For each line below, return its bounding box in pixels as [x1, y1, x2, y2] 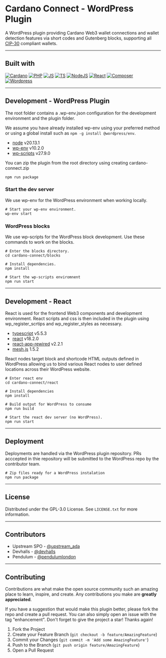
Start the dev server [5, 186, 54, 193]
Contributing [5, 573, 45, 581]
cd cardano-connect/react [5, 380, 58, 385]
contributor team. [5, 461, 41, 467]
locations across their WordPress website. [5, 366, 91, 372]
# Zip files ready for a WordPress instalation [5, 470, 105, 475]
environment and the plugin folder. [5, 115, 76, 121]
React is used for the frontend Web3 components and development [5, 310, 142, 316]
